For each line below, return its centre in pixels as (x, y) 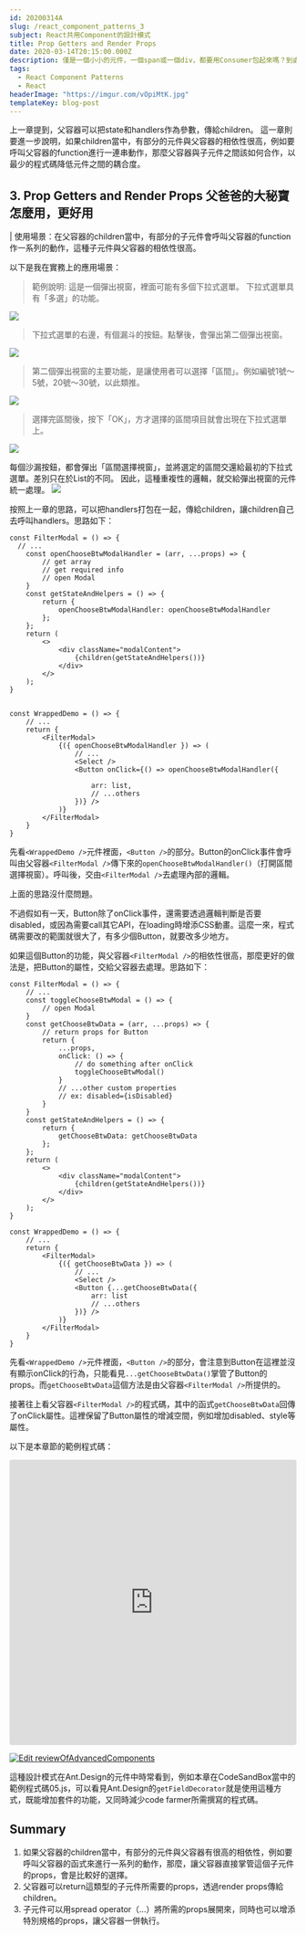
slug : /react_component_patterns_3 (77, 26)
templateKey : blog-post (55, 103)
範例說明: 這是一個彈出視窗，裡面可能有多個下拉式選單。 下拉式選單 (159, 287)
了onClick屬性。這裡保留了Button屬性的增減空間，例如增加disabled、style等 (153, 1415)
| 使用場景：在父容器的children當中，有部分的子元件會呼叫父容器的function (150, 237)
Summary (38, 1829)
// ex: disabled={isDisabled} (115, 1097)
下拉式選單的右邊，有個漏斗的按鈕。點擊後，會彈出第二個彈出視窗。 (159, 335)
